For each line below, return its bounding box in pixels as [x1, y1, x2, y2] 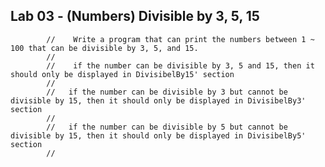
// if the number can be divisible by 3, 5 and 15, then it [46, 60, 315, 71]
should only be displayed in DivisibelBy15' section [10, 69, 235, 79]
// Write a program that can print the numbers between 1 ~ [46, 34, 315, 44]
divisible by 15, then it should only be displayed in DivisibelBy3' [10, 95, 307, 106]
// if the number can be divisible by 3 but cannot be [46, 87, 288, 97]
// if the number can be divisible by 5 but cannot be [46, 122, 288, 132]
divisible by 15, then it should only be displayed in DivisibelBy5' [10, 130, 307, 141]
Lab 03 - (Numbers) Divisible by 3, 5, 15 [10, 8, 260, 25]
